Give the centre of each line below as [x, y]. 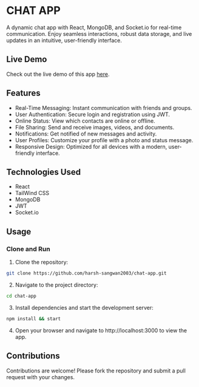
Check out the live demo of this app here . [58, 74]
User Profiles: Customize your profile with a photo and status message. [104, 140]
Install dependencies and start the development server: [84, 307]
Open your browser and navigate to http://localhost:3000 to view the [101, 330]
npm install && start [34, 319]
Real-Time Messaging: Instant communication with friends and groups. [103, 108]
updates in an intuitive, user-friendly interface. [64, 40]
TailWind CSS [32, 193]
